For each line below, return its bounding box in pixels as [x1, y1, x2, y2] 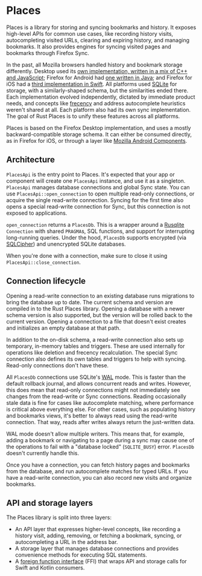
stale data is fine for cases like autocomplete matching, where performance [6, 399, 194, 406]
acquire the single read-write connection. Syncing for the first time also [6, 196, 184, 203]
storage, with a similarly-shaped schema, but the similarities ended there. [6, 87, 189, 94]
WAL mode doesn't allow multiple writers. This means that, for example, [6, 430, 185, 437]
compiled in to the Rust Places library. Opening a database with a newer [6, 305, 185, 312]
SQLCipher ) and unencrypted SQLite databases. [6, 240, 126, 247]
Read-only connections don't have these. [6, 361, 109, 369]
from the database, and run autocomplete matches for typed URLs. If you [6, 467, 189, 475]
